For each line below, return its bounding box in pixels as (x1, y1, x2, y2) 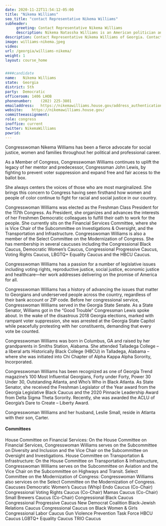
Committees (5, 426, 31, 432)
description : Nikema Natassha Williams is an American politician (16, 30, 156, 35)
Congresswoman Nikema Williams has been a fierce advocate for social (5, 144, 151, 150)
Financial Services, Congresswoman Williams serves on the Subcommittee (5, 442, 157, 448)
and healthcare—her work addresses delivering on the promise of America (5, 271, 157, 277)
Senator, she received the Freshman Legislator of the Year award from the (5, 384, 156, 390)
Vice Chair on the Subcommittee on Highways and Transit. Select (5, 468, 138, 474)
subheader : (5, 21, 28, 26)
